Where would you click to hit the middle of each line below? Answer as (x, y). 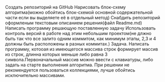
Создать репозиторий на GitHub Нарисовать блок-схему (65, 7)
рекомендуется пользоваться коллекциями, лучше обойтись (70, 70)
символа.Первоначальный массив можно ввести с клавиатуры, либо (79, 60)
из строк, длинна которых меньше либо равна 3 (56, 54)
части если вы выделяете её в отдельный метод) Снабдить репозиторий (83, 18)
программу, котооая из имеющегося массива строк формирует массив (82, 49)
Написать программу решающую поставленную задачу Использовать (81, 28)
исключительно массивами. (35, 75)
